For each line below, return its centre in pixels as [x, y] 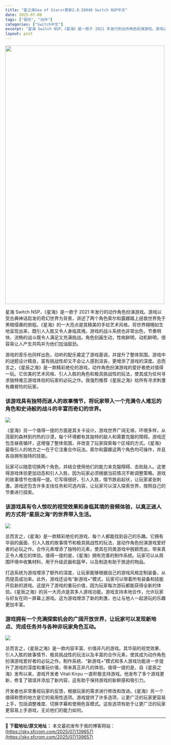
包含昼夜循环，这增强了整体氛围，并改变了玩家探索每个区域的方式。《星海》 [84, 443]
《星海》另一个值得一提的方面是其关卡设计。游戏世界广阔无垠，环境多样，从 [85, 430]
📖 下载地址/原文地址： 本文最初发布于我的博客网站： [60, 726]
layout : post [19, 34]
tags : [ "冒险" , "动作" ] [29, 19]
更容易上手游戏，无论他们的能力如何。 [45, 710]
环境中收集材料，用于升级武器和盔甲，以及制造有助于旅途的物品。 [79, 562]
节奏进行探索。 [21, 492]
